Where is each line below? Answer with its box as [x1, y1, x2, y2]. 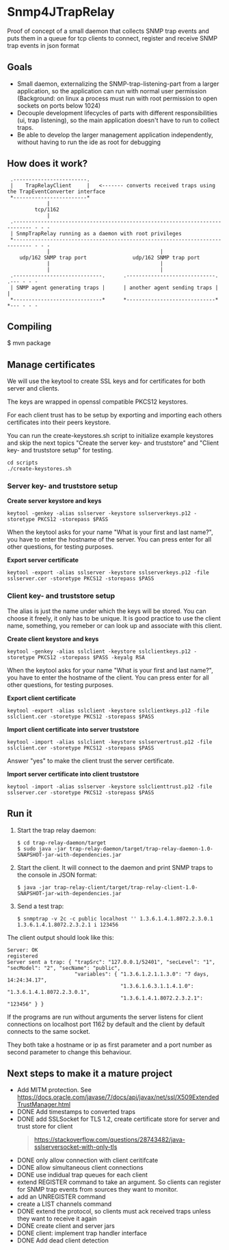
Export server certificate [7, 556, 79, 564]
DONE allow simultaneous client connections [16, 1164, 144, 1172]
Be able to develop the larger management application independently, [16, 130, 213, 139]
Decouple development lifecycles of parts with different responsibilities [16, 108, 217, 117]
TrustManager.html [16, 1100, 70, 1109]
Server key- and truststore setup [7, 481, 118, 491]
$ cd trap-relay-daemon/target [16, 839, 107, 846]
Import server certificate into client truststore [7, 769, 139, 778]
